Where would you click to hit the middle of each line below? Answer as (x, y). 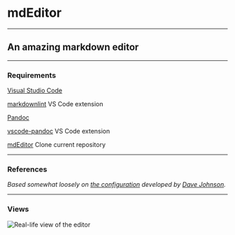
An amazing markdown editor (73, 47)
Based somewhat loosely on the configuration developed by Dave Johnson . (116, 185)
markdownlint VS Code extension (55, 104)
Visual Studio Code (35, 91)
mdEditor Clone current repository (57, 145)
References (27, 169)
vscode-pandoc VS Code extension (59, 131)
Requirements (32, 75)
